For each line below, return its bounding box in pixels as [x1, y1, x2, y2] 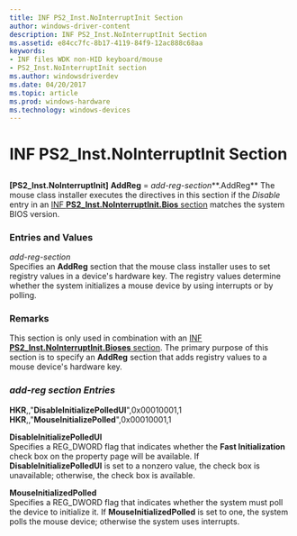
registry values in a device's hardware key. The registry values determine [9, 271, 282, 282]
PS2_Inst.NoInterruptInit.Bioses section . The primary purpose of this [9, 342, 269, 353]
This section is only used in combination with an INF [9, 332, 202, 343]
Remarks [9, 313, 49, 325]
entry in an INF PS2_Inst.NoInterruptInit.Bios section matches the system [9, 199, 285, 210]
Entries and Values [9, 231, 94, 243]
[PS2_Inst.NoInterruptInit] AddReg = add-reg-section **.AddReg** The [9, 179, 275, 190]
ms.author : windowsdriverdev [9, 72, 119, 81]
